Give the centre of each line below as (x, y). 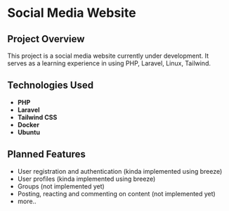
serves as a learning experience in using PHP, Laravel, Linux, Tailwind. (109, 63)
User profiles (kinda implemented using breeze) (86, 179)
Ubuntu (29, 132)
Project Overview (46, 39)
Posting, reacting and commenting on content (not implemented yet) (116, 193)
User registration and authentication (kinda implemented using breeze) (120, 171)
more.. (27, 201)
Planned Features (47, 154)
